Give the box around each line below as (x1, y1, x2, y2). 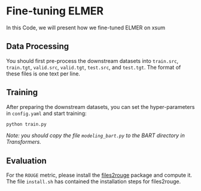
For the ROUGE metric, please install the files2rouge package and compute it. (6, 172, 193, 179)
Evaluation (6, 156, 47, 166)
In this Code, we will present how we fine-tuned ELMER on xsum (6, 24, 166, 31)
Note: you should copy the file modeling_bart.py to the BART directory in (6, 132, 185, 139)
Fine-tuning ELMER (6, 4, 104, 18)
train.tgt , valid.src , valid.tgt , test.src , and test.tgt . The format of (6, 63, 181, 71)
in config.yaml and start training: (6, 110, 87, 117)
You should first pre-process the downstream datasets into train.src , (6, 57, 179, 64)
